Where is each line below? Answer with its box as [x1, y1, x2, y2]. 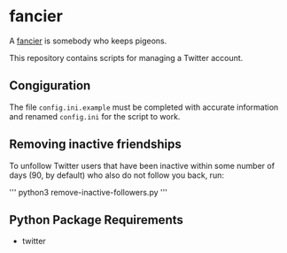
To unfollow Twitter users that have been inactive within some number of [9, 160, 275, 171]
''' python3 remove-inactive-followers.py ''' [9, 187, 168, 197]
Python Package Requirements [9, 212, 184, 227]
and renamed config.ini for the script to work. [9, 111, 181, 121]
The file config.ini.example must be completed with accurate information [9, 102, 279, 112]
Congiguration [9, 78, 91, 94]
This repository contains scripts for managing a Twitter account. [9, 52, 244, 63]
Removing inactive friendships [9, 137, 182, 152]
